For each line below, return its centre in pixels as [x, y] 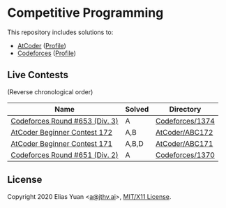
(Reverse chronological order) [50, 91]
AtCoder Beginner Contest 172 [62, 132]
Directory [185, 109]
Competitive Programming [85, 13]
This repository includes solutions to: [60, 32]
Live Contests [38, 75]
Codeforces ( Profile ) [47, 53]
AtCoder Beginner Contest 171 [62, 143]
